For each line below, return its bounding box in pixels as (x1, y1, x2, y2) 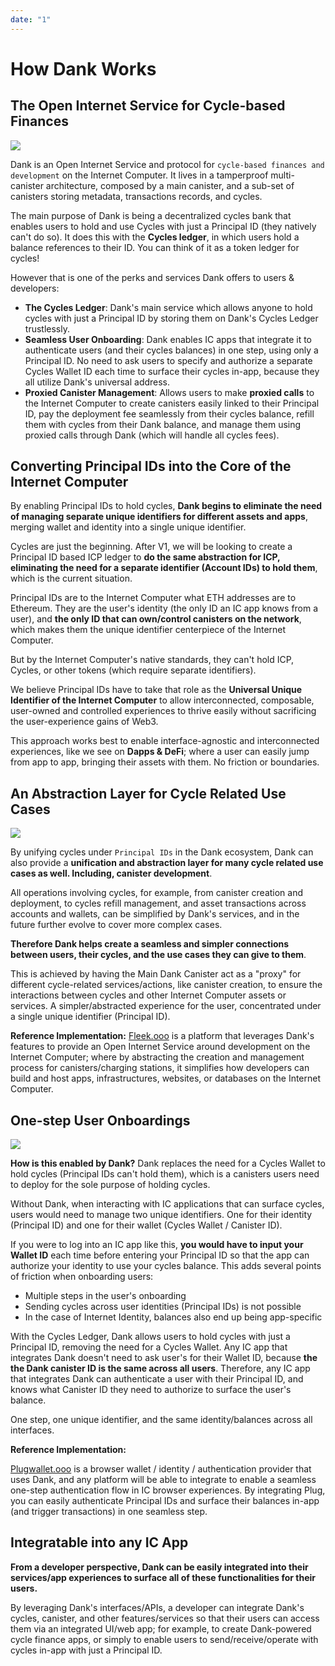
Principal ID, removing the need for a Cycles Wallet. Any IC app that (10, 1341, 288, 1353)
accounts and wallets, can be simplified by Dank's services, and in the (10, 908, 300, 920)
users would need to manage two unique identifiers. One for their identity (10, 1209, 313, 1221)
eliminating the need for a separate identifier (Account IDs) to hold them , (10, 562, 318, 574)
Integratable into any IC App (10, 1534, 189, 1551)
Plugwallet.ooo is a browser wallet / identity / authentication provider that (10, 1463, 312, 1475)
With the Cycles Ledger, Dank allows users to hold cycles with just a (10, 1331, 291, 1343)
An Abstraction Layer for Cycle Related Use (10, 785, 287, 802)
